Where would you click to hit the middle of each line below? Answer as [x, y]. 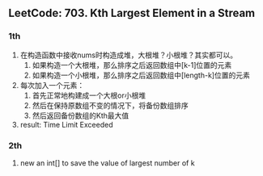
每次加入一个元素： [52, 85]
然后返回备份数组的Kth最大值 [81, 115]
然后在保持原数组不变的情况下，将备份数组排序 [110, 105]
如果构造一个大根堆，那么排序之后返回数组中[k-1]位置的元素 [132, 65]
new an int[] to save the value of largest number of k [108, 163]
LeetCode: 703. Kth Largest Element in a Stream [132, 13]
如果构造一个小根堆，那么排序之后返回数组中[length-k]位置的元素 [141, 75]
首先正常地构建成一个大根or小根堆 [89, 95]
